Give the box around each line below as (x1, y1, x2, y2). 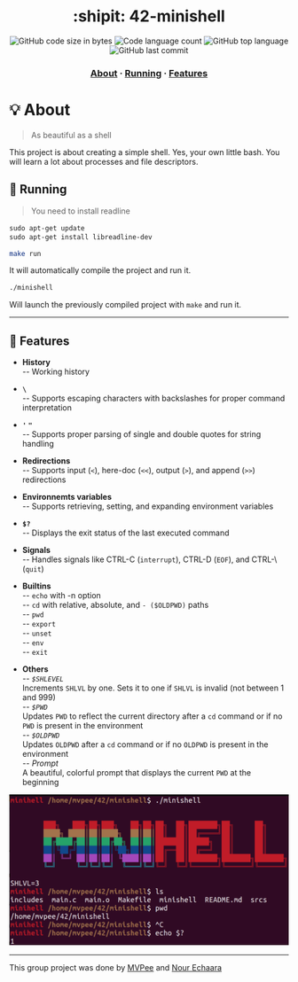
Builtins (21, 581, 51, 591)
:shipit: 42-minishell (72, 6, 226, 27)
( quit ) (21, 564, 44, 574)
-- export (21, 619, 56, 629)
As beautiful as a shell (30, 129, 113, 140)
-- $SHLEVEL (21, 674, 64, 684)
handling (21, 439, 55, 449)
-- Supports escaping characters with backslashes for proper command (21, 393, 286, 404)
